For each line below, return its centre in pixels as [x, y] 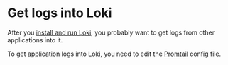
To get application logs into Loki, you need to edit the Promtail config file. [114, 54]
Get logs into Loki [60, 13]
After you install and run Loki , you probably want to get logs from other [111, 32]
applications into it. [35, 40]
